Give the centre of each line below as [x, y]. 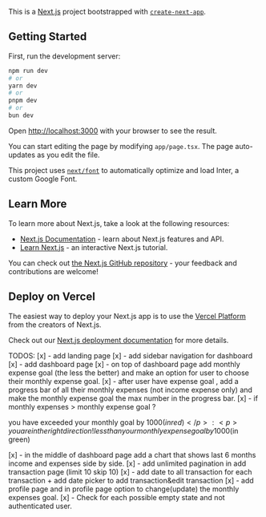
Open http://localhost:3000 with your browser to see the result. [113, 131]
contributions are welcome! [53, 271]
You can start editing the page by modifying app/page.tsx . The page [121, 146]
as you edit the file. [69, 155]
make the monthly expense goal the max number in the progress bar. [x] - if [133, 398]
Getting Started [48, 36]
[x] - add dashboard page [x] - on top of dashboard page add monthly [124, 364]
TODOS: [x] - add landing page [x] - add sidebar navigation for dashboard [131, 355]
